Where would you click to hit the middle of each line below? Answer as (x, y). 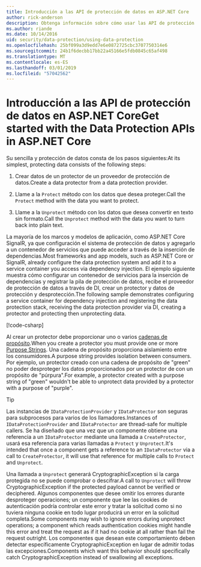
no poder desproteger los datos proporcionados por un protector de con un (100, 369)
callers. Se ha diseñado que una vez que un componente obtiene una (92, 430)
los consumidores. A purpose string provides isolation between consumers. (99, 356)
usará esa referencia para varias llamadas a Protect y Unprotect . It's (90, 444)
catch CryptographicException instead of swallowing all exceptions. (90, 557)
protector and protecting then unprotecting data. (66, 314)
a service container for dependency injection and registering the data (92, 301)
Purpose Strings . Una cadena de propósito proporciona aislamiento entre (97, 350)
